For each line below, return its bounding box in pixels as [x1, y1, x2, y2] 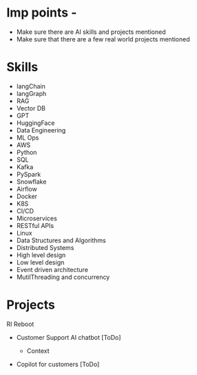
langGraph [16, 89, 47, 97]
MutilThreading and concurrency [16, 273, 110, 281]
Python [16, 148, 37, 156]
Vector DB [16, 104, 46, 112]
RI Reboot [6, 320, 34, 328]
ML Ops [16, 133, 39, 142]
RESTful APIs [16, 221, 54, 229]
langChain [16, 81, 45, 90]
